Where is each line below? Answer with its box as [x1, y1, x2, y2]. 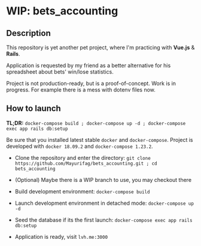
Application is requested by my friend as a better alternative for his [6, 62, 171, 69]
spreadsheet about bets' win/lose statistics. [6, 68, 114, 75]
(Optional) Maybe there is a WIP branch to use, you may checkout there [14, 176, 192, 183]
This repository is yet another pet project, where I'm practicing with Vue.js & [6, 44, 195, 51]
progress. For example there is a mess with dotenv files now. [6, 86, 156, 93]
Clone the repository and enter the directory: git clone [14, 154, 151, 161]
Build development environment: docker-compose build [14, 187, 150, 195]
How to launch [6, 104, 61, 114]
